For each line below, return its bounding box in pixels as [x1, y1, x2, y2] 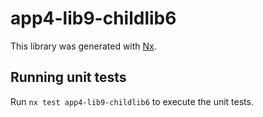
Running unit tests [10, 69, 127, 86]
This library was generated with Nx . [10, 40, 157, 52]
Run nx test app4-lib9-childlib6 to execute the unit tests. [10, 95, 254, 107]
